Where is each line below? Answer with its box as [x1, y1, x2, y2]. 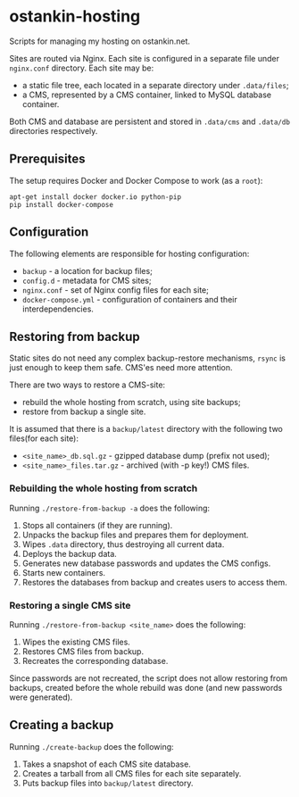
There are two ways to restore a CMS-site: [9, 379, 166, 390]
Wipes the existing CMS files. [21, 636, 131, 647]
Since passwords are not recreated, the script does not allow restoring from [9, 672, 288, 684]
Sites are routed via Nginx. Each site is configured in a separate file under [9, 53, 279, 63]
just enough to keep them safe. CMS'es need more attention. [9, 362, 234, 373]
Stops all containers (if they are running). [21, 519, 173, 530]
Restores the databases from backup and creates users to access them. [21, 577, 287, 587]
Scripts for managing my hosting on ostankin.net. [9, 36, 190, 46]
